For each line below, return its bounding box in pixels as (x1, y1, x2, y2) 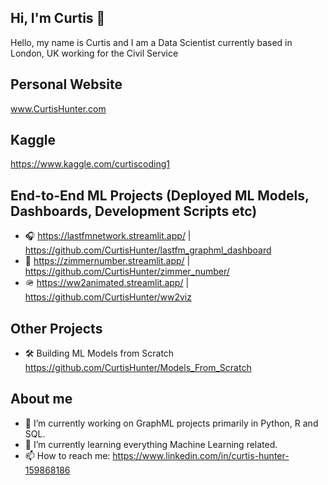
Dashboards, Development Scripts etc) (10, 202, 258, 220)
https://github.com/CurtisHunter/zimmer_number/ (24, 266, 230, 278)
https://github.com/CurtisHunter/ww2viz (24, 291, 192, 303)
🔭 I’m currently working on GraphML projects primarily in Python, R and (24, 417, 319, 429)
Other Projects (10, 320, 103, 337)
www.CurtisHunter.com (10, 102, 107, 115)
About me (10, 391, 73, 408)
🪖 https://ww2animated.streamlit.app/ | (24, 277, 190, 289)
